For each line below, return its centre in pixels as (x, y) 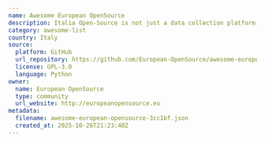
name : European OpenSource (60, 89)
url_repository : (42, 60)
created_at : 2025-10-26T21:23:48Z (72, 125)
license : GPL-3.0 (44, 67)
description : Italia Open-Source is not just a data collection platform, (134, 23)
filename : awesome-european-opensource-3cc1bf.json (102, 118)
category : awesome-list (47, 30)
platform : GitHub (44, 52)
